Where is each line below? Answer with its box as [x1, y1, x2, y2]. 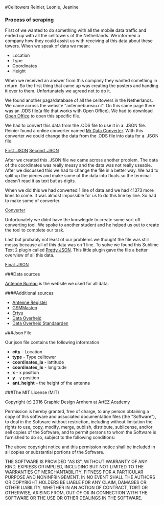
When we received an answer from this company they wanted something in [5, 78, 158, 84]
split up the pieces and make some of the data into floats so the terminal [5, 173, 151, 179]
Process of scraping [5, 16, 54, 23]
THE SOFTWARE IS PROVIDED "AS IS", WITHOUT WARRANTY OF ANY [5, 459, 148, 464]
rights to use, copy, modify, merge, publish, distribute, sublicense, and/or [5, 424, 153, 430]
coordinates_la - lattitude [12, 359, 64, 365]
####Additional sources [5, 290, 54, 296]
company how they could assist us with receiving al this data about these [5, 38, 153, 44]
